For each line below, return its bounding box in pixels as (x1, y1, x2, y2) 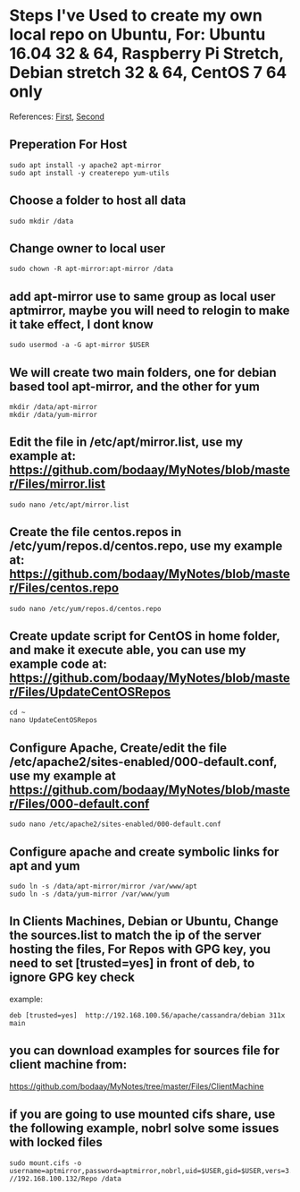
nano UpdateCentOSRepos (9, 716, 98, 725)
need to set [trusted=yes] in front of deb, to (9, 956, 255, 971)
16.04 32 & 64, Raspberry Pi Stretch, (9, 44, 284, 64)
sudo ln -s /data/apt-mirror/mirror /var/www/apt (9, 882, 198, 891)
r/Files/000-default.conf (9, 796, 150, 811)
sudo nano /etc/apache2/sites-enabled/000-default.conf (9, 820, 221, 829)
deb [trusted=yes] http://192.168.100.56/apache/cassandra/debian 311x (9, 1010, 286, 1020)
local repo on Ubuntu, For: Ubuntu (9, 24, 266, 45)
